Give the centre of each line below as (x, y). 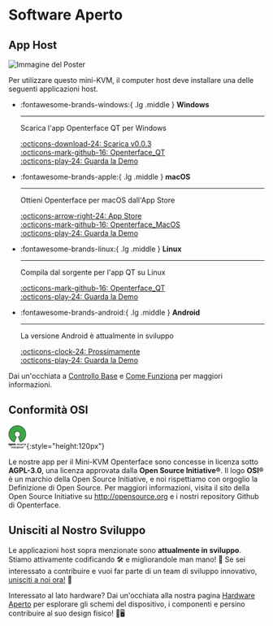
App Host (33, 45)
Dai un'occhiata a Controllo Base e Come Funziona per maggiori (116, 376)
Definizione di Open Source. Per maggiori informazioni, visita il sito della (129, 487)
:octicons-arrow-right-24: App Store (81, 216)
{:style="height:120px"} (66, 446)
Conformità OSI (48, 410)
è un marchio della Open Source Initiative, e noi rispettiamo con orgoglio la (133, 479)
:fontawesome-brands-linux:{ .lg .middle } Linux (101, 249)
